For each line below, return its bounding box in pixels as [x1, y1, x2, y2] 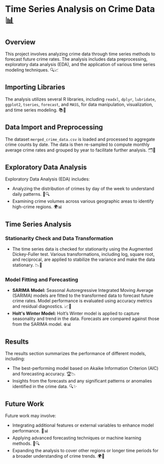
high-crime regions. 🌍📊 [12, 204, 63, 210]
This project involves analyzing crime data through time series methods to [5, 51, 156, 57]
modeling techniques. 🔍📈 [5, 67, 59, 72]
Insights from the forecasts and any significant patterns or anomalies [12, 378, 152, 384]
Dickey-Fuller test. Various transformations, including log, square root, [12, 251, 155, 257]
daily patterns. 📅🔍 [12, 191, 50, 197]
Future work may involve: [5, 413, 57, 419]
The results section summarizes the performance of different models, [5, 351, 146, 357]
